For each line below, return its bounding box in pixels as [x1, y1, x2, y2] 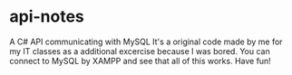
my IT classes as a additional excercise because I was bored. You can [9, 45, 270, 56]
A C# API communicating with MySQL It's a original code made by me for [9, 36, 283, 47]
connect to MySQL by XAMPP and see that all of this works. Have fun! [9, 55, 272, 66]
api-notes [9, 6, 84, 27]
